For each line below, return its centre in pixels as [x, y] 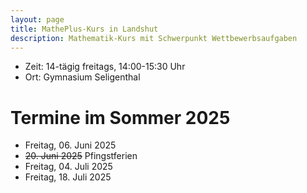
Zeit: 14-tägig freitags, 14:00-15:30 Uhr [105, 67]
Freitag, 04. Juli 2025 [68, 167]
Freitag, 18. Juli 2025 [68, 177]
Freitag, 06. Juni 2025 [70, 145]
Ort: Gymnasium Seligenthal [82, 77]
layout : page [37, 19]
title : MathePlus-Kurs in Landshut [84, 29]
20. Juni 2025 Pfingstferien [81, 156]
